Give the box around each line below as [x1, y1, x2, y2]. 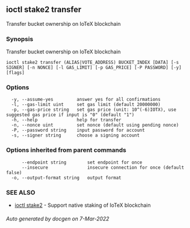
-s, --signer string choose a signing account [11, 132, 140, 138]
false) [6, 169, 22, 175]
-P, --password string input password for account [11, 127, 145, 134]
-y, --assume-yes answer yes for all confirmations [11, 97, 161, 103]
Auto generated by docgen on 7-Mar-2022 [6, 215, 109, 222]
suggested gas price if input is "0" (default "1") [6, 112, 134, 118]
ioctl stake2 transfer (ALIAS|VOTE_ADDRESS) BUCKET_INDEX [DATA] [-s [6, 60, 179, 66]
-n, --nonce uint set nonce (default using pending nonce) [11, 122, 179, 128]
